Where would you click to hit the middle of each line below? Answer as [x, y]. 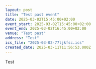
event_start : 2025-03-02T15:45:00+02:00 [48, 24]
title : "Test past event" [32, 15]
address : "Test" [22, 38]
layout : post [19, 10]
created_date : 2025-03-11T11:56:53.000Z [48, 47]
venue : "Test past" [26, 33]
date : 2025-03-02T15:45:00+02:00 [40, 19]
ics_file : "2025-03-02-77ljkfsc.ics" [45, 43]
